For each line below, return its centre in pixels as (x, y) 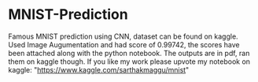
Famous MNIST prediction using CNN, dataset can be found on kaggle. (123, 36)
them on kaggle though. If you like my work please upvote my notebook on (129, 61)
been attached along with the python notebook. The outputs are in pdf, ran (129, 53)
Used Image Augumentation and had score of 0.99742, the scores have (124, 44)
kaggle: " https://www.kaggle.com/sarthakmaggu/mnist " (99, 69)
